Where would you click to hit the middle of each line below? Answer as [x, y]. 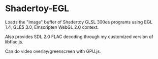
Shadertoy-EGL [37, 9]
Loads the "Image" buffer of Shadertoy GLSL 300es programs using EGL [79, 22]
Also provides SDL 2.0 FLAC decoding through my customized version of [79, 37]
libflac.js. [14, 41]
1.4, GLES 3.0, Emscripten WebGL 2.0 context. [52, 27]
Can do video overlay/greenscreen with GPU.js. [53, 51]
